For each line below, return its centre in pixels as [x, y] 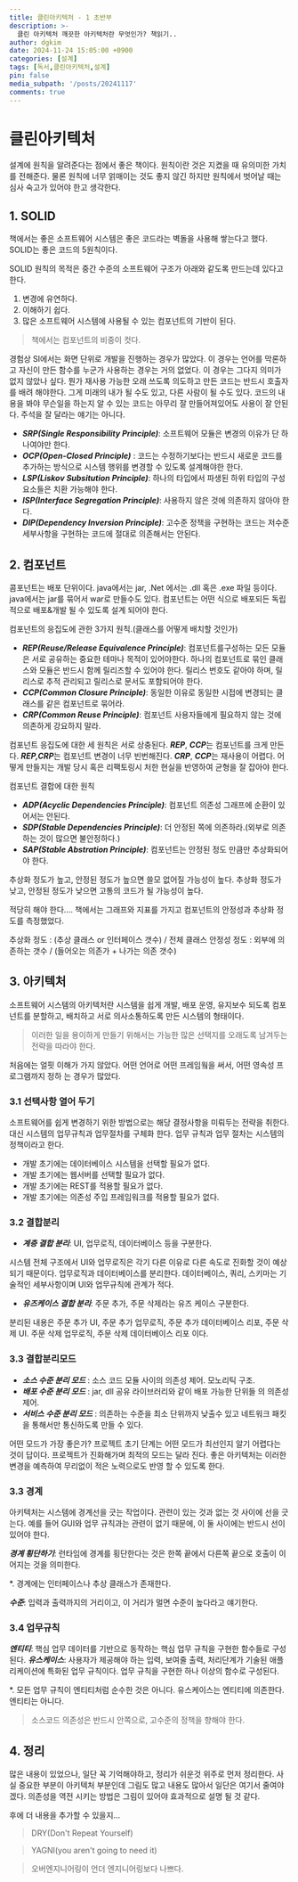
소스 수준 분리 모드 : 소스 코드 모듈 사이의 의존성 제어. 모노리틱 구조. [138, 1380]
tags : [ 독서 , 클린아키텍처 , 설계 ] [60, 68]
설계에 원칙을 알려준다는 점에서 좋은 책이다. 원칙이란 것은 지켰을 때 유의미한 [140, 165]
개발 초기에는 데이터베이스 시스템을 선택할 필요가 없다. [116, 1164]
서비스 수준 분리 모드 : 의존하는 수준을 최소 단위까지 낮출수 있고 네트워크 [146, 1413]
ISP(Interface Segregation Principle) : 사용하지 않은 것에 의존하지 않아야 [151, 501]
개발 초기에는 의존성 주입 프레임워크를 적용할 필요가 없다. [121, 1197]
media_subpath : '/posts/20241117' [73, 84]
